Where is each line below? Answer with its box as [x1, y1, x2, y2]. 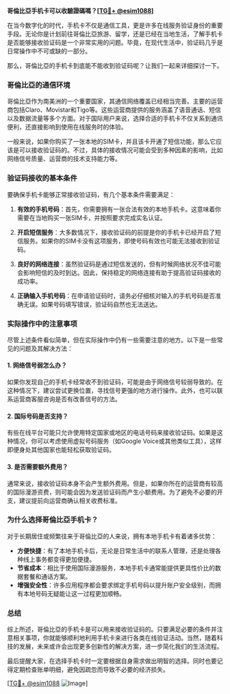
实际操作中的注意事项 [7, 319, 77, 328]
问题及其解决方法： [18, 344, 73, 352]
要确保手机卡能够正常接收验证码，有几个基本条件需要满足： [7, 190, 175, 198]
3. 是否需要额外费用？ [7, 462, 68, 470]
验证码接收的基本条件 [7, 173, 77, 183]
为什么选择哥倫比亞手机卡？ [7, 515, 99, 525]
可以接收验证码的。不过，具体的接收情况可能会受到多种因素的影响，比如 [18, 146, 223, 154]
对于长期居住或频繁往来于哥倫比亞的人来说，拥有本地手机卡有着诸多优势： [7, 531, 217, 540]
